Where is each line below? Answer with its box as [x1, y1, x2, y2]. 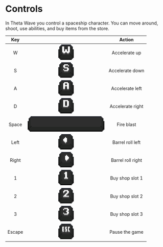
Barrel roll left [112, 139, 141, 145]
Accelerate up [111, 50, 142, 56]
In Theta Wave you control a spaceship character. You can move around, [5, 20, 158, 26]
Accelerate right [109, 103, 144, 110]
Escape [7, 229, 24, 235]
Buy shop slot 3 [110, 211, 143, 217]
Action [119, 37, 134, 43]
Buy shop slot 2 [110, 193, 143, 199]
